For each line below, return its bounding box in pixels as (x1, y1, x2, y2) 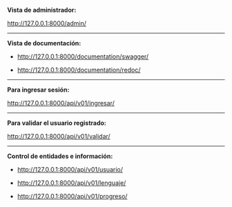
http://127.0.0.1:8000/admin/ (7, 19, 87, 27)
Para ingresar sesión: (7, 86, 70, 94)
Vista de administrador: (7, 6, 77, 14)
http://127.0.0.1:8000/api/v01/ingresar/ (7, 99, 115, 107)
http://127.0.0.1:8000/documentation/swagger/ (17, 52, 149, 61)
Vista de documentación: (7, 39, 81, 47)
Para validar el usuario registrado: (7, 119, 107, 127)
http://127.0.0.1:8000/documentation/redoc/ (17, 66, 141, 74)
